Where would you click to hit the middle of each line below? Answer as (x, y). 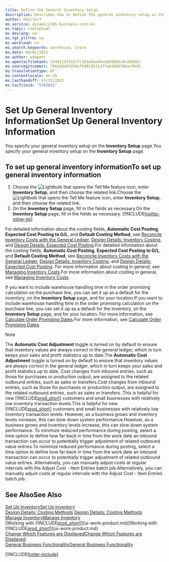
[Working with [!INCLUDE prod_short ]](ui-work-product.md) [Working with (81, 523)
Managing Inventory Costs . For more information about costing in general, (81, 272)
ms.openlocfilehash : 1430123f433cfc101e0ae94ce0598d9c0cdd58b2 (73, 62)
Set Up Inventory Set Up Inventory (40, 507)
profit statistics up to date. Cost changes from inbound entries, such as (79, 371)
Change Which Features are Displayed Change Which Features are (74, 534)
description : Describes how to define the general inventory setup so (81, 15)
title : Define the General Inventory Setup (52, 10)
